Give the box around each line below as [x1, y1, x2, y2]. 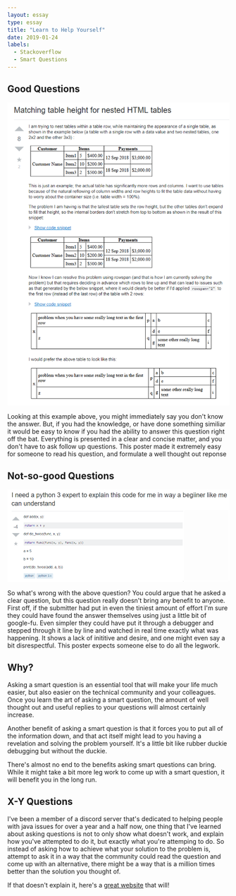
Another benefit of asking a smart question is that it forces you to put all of [7, 724, 223, 732]
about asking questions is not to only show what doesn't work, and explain [7, 830, 224, 838]
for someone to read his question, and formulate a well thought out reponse [7, 449, 227, 458]
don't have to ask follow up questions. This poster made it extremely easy [7, 442, 222, 450]
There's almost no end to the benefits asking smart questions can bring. [7, 760, 217, 769]
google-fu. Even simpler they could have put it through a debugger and [7, 619, 214, 628]
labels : [7, 41, 30, 49]
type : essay [7, 18, 42, 26]
